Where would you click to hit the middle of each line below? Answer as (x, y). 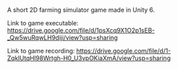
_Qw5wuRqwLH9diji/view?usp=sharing (63, 38)
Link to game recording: (41, 51)
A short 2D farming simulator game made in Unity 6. (81, 10)
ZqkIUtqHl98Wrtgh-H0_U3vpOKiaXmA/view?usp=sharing (89, 58)
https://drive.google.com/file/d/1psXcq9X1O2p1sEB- (81, 30)
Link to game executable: (43, 23)
